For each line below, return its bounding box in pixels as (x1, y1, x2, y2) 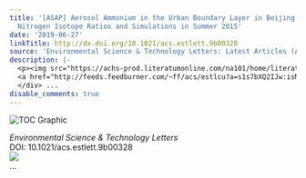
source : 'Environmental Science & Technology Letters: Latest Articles (9, 47, 287, 56)
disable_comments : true (9, 89, 100, 98)
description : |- (9, 55, 71, 64)
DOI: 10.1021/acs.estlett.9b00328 (9, 142, 134, 153)
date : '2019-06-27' (9, 30, 84, 39)
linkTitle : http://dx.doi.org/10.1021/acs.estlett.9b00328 (9, 38, 239, 48)
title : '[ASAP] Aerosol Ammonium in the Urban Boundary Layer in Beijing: (9, 13, 300, 23)
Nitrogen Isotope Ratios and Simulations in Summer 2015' (17, 22, 243, 31)
